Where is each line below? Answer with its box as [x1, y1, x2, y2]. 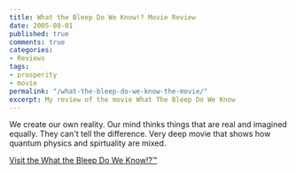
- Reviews [9, 54, 46, 63]
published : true [9, 29, 69, 38]
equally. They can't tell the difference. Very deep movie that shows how [9, 129, 271, 140]
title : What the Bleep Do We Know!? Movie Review [9, 12, 197, 22]
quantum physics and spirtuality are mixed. [9, 138, 167, 148]
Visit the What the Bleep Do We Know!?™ [9, 155, 158, 166]
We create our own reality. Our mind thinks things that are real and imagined [9, 119, 288, 130]
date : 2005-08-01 [9, 21, 74, 30]
